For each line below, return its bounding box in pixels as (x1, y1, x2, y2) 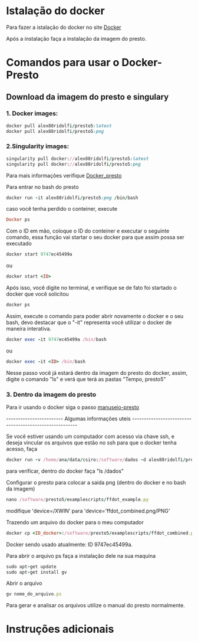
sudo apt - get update (6, 564, 57, 570)
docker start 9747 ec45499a (6, 251, 72, 257)
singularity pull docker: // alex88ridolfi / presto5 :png (6, 161, 141, 167)
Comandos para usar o (6, 56, 120, 69)
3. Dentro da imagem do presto (6, 390, 96, 398)
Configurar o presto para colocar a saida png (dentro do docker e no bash (6, 479, 186, 486)
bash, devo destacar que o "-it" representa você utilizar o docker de (6, 319, 172, 326)
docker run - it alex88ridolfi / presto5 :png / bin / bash (6, 195, 138, 201)
